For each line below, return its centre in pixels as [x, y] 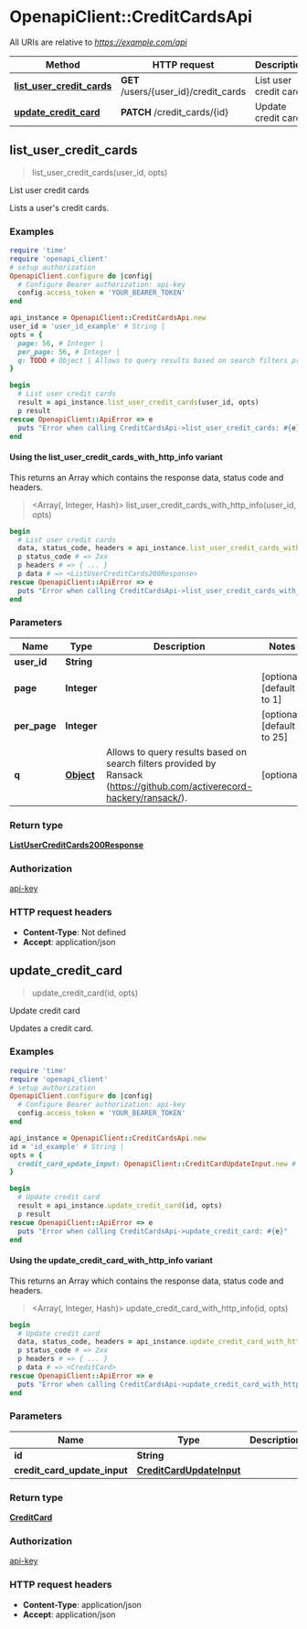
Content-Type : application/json [82, 1604]
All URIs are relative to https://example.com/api [98, 42]
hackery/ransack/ [144, 797]
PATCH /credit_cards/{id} [174, 112]
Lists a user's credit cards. [59, 208]
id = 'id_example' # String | [67, 1146]
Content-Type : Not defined [74, 932]
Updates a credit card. [52, 1028]
